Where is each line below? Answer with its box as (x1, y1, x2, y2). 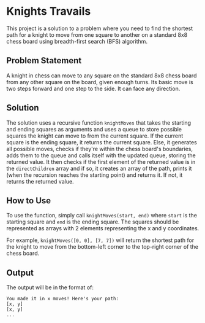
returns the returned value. (6, 177, 75, 185)
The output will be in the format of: (6, 284, 94, 291)
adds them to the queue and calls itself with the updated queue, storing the (6, 152, 196, 159)
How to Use (6, 195, 51, 206)
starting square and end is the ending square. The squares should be (6, 218, 179, 225)
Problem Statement (6, 55, 82, 66)
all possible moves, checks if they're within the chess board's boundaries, (6, 145, 193, 152)
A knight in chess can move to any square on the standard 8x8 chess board (6, 72, 197, 79)
